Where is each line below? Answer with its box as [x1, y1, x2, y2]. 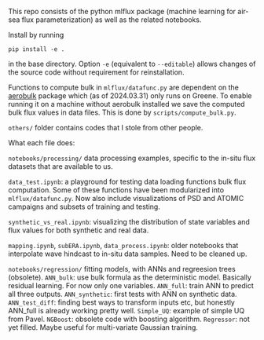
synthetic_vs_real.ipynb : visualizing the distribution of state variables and [8, 218, 250, 226]
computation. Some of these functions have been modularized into [8, 185, 225, 195]
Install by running [8, 31, 64, 39]
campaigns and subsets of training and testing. [8, 202, 161, 211]
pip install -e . [8, 46, 65, 53]
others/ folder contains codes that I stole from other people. [8, 123, 203, 132]
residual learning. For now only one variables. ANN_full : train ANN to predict [8, 281, 254, 290]
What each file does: [8, 138, 75, 148]
